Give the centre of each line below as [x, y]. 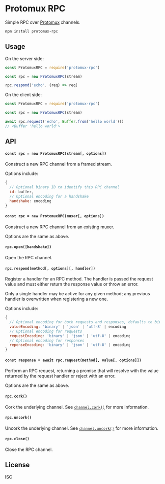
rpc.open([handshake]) [28, 247]
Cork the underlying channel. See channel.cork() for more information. [77, 407]
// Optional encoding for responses [47, 341]
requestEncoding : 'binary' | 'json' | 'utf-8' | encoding [70, 336]
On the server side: [25, 58]
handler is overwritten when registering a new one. [56, 299]
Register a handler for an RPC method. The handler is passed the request [79, 279]
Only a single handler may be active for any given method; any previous [78, 294]
